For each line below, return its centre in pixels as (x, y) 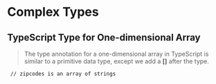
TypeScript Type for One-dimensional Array (104, 38)
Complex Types (53, 12)
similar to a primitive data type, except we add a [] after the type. (117, 61)
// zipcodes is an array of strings (63, 74)
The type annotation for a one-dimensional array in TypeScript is (116, 54)
